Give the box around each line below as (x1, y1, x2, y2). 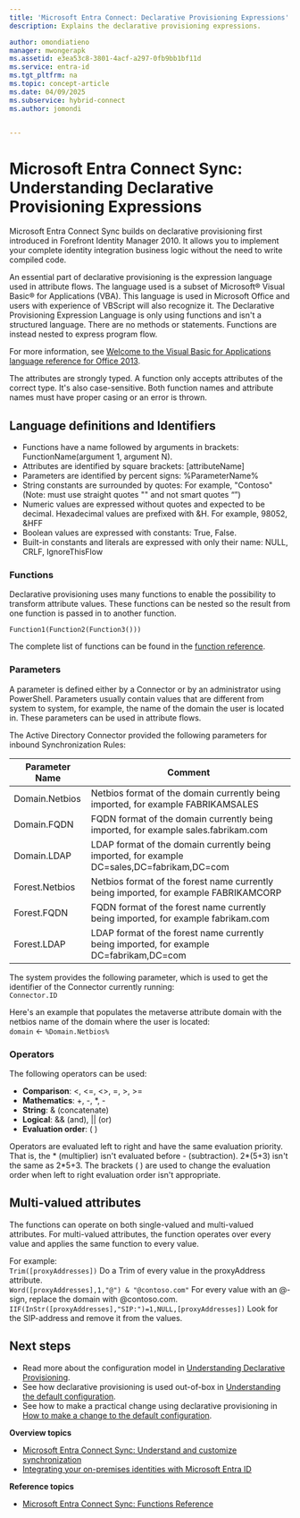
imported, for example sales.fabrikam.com (90, 823, 268, 836)
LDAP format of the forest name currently (90, 926, 264, 939)
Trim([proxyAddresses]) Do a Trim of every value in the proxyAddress (9, 1265, 266, 1275)
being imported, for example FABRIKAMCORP (90, 886, 282, 899)
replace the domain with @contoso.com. (29, 1293, 179, 1304)
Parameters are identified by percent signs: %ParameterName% (21, 471, 259, 482)
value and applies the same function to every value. (9, 1238, 199, 1249)
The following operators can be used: (9, 1069, 147, 1079)
